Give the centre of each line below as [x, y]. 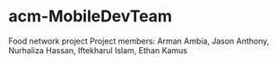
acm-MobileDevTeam [90, 16]
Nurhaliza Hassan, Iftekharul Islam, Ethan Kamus [98, 50]
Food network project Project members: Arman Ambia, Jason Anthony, [139, 41]
